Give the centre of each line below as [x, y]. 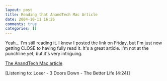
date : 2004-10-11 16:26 [30, 19]
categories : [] [21, 29]
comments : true [21, 24]
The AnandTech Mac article [34, 63]
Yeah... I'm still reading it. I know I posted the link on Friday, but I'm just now [84, 43]
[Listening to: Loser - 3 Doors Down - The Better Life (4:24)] [68, 73]
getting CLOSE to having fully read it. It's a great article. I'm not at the [77, 48]
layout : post [19, 10]
